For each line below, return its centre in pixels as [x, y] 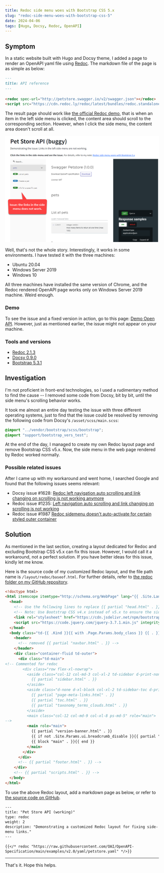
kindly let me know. [24, 562]
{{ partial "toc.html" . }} [60, 700]
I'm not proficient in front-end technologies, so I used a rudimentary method [82, 390]
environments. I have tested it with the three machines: [60, 255]
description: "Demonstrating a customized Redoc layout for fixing [75, 827]
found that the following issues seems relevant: [52, 483]
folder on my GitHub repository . [37, 582]
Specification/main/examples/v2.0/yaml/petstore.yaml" [62, 851]
